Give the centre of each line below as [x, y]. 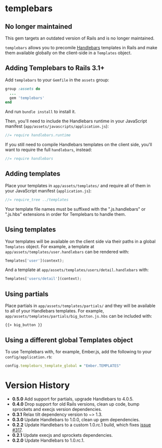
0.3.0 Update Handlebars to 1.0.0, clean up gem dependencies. [76, 419]
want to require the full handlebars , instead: [49, 150]
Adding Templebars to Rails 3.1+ [55, 68]
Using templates [30, 230]
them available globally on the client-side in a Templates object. [68, 53]
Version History [37, 385]
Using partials [27, 294]
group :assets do [23, 89]
